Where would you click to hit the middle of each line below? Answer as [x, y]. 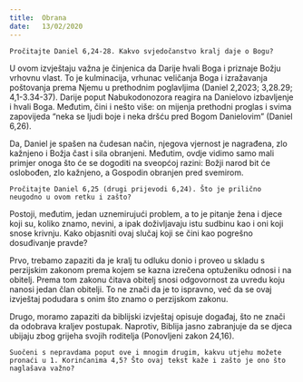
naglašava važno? [42, 368]
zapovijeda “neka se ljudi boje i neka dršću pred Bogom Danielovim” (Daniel [151, 116]
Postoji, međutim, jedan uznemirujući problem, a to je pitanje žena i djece [146, 213]
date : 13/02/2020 [46, 26]
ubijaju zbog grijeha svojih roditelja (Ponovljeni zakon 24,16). [122, 336]
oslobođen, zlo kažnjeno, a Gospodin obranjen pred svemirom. [127, 172]
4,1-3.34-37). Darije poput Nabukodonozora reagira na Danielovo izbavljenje [151, 97]
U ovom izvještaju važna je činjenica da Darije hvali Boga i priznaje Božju [145, 68]
